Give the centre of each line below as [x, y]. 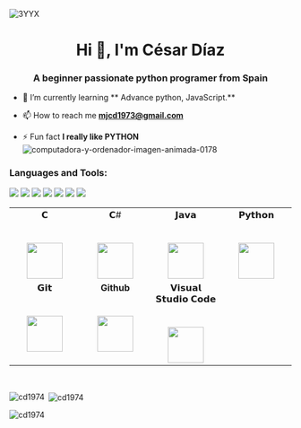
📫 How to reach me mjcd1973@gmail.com [103, 116]
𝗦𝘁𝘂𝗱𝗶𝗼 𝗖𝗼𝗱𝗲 [186, 299]
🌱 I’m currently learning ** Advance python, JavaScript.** [129, 98]
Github [115, 287]
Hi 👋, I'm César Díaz [150, 50]
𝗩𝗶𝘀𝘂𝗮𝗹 [185, 287]
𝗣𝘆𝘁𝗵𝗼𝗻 [257, 214]
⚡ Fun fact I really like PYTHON [80, 137]
